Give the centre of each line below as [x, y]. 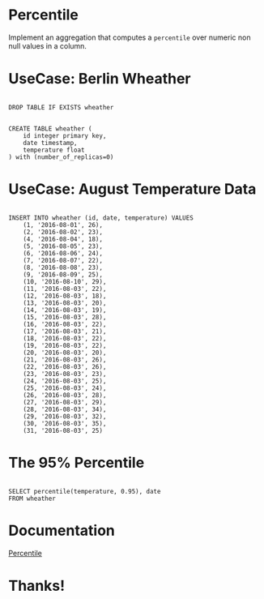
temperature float [54, 150]
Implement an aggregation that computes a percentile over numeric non [130, 37]
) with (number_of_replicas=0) [61, 157]
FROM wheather [32, 498]
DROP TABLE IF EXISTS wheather [61, 107]
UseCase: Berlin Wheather [100, 79]
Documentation [62, 531]
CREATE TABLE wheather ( [50, 128]
